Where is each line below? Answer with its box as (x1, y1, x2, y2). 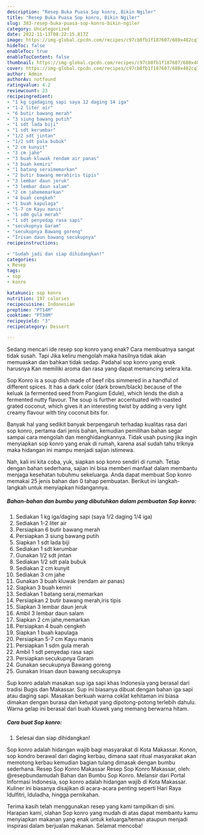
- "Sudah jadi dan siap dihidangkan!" (7, 251, 105, 257)
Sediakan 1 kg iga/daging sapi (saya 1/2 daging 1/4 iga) (15, 513, 153, 520)
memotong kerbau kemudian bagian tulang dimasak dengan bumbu (7, 759, 176, 766)
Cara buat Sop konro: (7, 719, 62, 726)
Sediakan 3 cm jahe (15, 571, 65, 578)
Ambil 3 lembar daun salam (15, 610, 84, 617)
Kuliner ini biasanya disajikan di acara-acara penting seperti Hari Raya (7, 784, 182, 791)
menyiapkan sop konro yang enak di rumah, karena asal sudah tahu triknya (7, 440, 194, 447)
